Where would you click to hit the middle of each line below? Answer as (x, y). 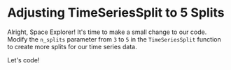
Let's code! (23, 60)
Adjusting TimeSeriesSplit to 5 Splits (116, 13)
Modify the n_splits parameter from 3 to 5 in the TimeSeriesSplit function (114, 39)
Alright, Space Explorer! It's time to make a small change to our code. (107, 32)
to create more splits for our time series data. (72, 46)
